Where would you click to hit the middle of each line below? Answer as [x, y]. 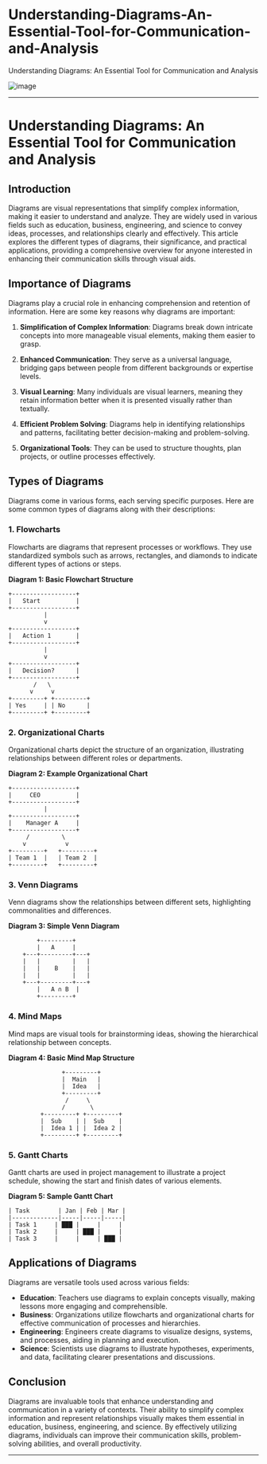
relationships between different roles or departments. [95, 758]
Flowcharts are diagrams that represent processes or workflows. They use [130, 546]
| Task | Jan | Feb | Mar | [67, 1211]
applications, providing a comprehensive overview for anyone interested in [130, 250]
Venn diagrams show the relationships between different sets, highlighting [130, 902]
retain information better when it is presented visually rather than [126, 400]
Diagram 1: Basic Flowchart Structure [71, 579]
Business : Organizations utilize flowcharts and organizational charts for [137, 1314]
